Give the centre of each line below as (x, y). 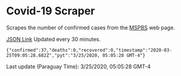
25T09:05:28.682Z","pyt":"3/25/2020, (53, 55)
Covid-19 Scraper (51, 11)
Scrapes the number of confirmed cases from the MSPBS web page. (90, 28)
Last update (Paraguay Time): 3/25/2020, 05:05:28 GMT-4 (79, 66)
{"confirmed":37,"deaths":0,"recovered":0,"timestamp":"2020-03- (89, 50)
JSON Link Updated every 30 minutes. (53, 39)
